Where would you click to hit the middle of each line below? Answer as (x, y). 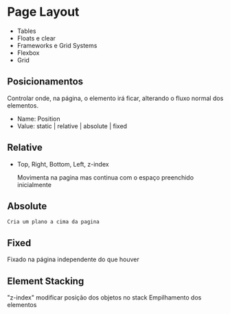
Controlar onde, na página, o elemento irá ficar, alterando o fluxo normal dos (115, 98)
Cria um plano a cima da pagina (53, 222)
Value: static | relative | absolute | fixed (72, 126)
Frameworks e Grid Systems (57, 45)
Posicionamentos (45, 82)
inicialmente (34, 184)
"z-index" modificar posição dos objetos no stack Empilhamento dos (104, 298)
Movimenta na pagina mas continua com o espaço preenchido (105, 177)
